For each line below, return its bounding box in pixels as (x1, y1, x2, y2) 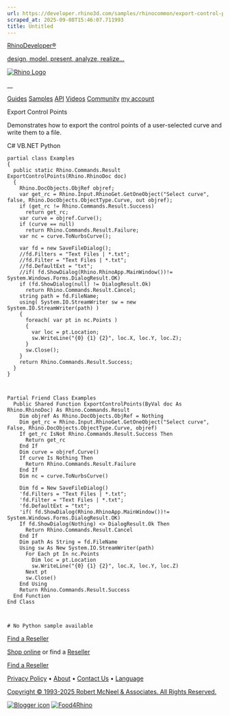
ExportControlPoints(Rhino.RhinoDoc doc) (7, 173, 127, 180)
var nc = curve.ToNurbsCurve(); (19, 233, 112, 240)
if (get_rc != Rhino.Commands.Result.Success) (19, 203, 155, 210)
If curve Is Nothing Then (19, 455, 94, 462)
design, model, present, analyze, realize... (7, 55, 125, 63)
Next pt (25, 569, 48, 576)
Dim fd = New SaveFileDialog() (19, 484, 109, 492)
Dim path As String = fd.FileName (19, 539, 118, 545)
